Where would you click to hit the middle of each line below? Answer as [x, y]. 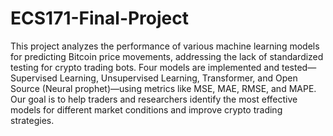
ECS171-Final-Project [100, 18]
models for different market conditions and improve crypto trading [146, 109]
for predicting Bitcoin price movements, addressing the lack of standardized [167, 56]
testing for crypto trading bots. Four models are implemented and [145, 67]
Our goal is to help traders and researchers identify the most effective [154, 99]
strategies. [32, 120]
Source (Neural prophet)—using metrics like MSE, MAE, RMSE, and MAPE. [163, 88]
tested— [299, 67]
